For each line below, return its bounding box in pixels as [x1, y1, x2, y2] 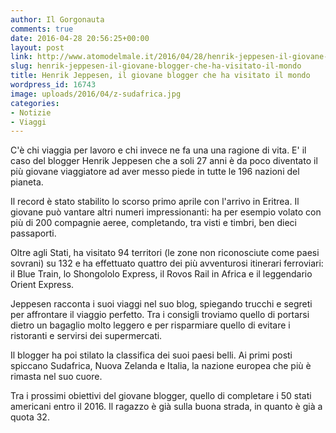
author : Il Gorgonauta [10, 14, 105, 25]
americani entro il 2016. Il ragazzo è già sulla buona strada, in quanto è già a [10, 401, 323, 413]
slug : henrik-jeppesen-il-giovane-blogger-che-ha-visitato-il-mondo [10, 61, 302, 71]
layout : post [10, 42, 65, 53]
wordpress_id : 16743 [10, 80, 97, 90]
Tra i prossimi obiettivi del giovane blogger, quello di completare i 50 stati [10, 390, 312, 402]
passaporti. [10, 227, 57, 240]
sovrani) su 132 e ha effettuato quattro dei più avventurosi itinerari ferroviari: [10, 257, 324, 270]
